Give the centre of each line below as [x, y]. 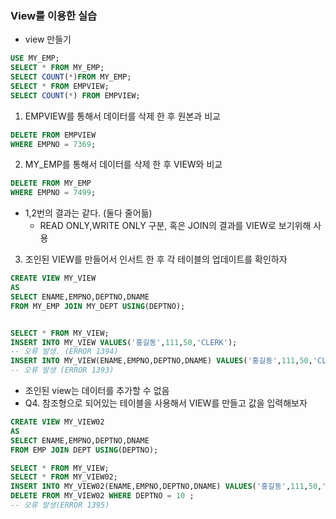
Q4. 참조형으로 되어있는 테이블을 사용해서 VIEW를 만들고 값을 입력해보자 [166, 403]
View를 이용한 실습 [54, 15]
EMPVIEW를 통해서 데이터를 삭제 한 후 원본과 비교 [122, 116]
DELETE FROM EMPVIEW [53, 135]
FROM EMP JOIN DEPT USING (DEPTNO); [84, 450]
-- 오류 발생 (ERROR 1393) [62, 370]
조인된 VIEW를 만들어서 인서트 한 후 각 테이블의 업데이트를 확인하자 [156, 259]
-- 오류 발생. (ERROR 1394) [64, 352]
